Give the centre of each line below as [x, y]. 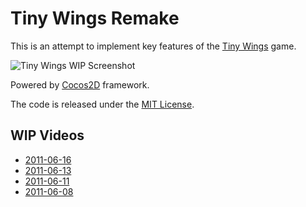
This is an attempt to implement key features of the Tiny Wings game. [153, 46]
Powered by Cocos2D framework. [80, 84]
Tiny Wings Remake [95, 18]
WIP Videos [47, 135]
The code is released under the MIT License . [102, 104]
